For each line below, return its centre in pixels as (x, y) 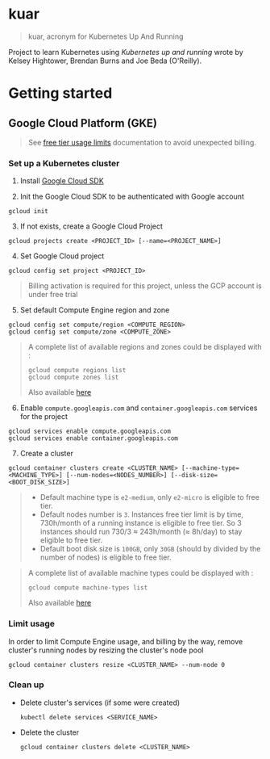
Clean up (26, 685)
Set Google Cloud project (62, 256)
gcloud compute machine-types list (88, 588)
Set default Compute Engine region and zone (95, 310)
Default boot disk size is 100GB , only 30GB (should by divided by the (150, 549)
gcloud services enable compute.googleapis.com (90, 432)
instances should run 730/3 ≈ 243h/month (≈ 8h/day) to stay (141, 532)
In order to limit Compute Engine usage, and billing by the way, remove (126, 641)
